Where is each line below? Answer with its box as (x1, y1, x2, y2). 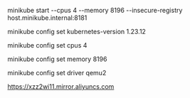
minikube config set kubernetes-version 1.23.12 (7, 28, 146, 36)
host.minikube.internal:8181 (7, 13, 88, 22)
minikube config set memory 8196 (7, 55, 107, 63)
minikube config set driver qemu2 (7, 69, 107, 77)
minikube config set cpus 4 (7, 41, 88, 49)
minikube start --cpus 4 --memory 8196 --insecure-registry (7, 6, 183, 14)
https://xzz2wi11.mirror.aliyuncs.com (7, 82, 115, 91)
